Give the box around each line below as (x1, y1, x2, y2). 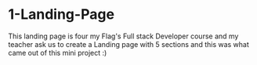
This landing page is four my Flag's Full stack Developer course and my (8, 31, 239, 41)
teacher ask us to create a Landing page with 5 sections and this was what (8, 39, 249, 49)
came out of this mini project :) (8, 48, 107, 57)
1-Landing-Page (8, 5, 115, 23)
